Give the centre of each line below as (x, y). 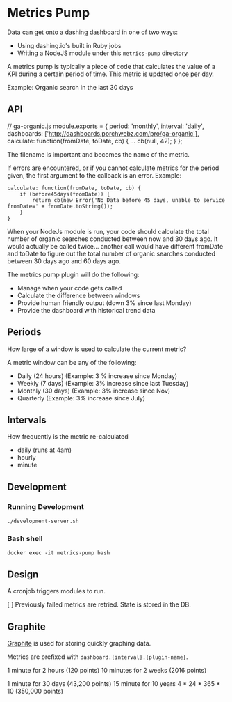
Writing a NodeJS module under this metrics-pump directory (102, 53)
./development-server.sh (43, 521)
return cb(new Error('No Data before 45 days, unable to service (129, 200)
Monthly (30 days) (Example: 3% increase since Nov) (94, 391)
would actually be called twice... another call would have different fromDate (115, 246)
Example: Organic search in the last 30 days (70, 87)
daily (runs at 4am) (44, 450)
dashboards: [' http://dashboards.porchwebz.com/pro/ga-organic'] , (103, 133)
